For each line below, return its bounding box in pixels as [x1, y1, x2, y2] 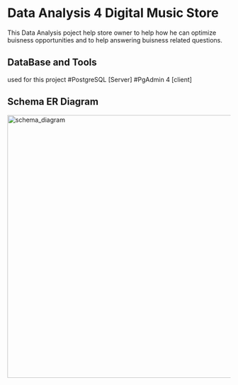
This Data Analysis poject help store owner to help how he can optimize [7, 28, 217, 37]
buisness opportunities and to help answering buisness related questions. [7, 35, 223, 44]
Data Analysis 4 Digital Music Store [7, 5, 219, 21]
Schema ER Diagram [7, 96, 99, 108]
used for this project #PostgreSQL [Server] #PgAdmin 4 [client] [7, 75, 193, 84]
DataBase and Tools [7, 57, 97, 69]
